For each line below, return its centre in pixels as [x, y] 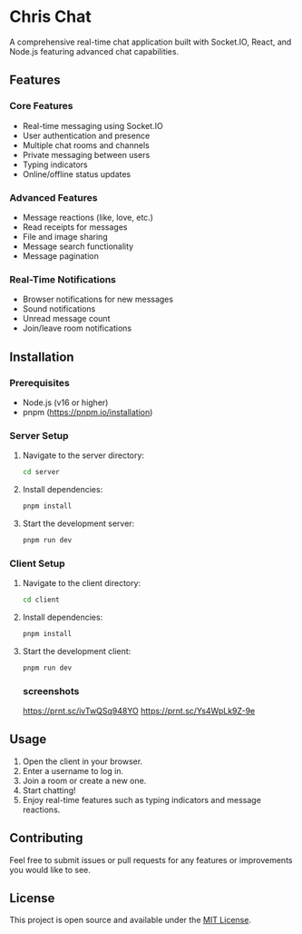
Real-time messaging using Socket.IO [93, 125]
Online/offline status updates [77, 174]
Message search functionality [78, 246]
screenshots [51, 691]
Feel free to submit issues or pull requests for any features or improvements [151, 859]
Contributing [46, 838]
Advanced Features [54, 197]
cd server [41, 472]
